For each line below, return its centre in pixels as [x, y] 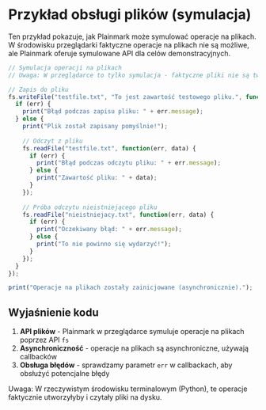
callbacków [38, 357]
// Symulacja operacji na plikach [65, 68]
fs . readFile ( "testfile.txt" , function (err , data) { [109, 148]
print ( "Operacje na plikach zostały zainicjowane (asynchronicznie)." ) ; [131, 288]
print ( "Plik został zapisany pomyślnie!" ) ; [95, 127]
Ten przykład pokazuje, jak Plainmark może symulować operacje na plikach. [132, 36]
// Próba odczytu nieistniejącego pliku [90, 207]
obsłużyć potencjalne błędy [65, 374]
